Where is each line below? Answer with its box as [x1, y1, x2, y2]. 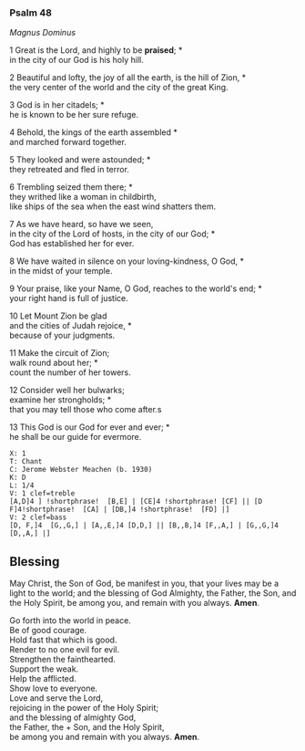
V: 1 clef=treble [9, 489, 76, 498]
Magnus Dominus [9, 27, 76, 38]
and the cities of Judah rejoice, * [9, 320, 132, 331]
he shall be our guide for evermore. [9, 432, 142, 443]
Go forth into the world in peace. [9, 615, 132, 626]
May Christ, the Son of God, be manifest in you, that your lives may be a [9, 578, 280, 589]
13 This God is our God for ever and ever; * [9, 422, 170, 433]
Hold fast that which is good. [9, 634, 117, 645]
